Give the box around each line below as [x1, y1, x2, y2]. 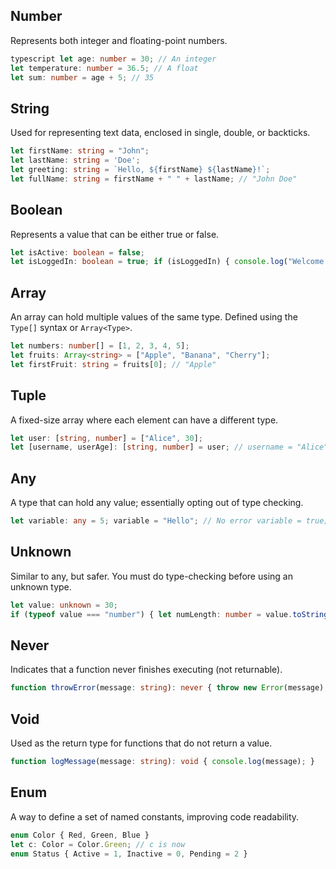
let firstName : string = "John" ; [10, 146, 150, 156]
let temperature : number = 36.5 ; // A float [10, 63, 199, 73]
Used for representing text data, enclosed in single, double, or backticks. [10, 127, 311, 139]
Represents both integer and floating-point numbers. [10, 34, 228, 46]
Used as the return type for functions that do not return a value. [10, 737, 273, 749]
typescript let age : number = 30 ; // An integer [10, 54, 217, 64]
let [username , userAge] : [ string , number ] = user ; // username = [10, 442, 293, 453]
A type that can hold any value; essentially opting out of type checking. [10, 497, 304, 509]
